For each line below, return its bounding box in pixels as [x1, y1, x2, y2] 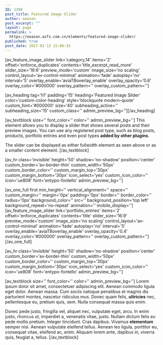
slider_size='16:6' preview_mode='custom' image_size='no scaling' [5, 67, 140, 73]
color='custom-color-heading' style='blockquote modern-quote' [5, 97, 135, 103]
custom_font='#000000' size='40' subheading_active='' [5, 102, 118, 108]
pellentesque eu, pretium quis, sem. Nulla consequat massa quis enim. [5, 299, 147, 305]
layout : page [5, 25, 32, 30]
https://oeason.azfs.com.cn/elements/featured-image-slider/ [9, 35, 136, 39]
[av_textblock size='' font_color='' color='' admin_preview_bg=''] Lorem [5, 278, 149, 284]
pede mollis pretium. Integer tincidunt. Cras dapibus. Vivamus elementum [5, 319, 153, 325]
